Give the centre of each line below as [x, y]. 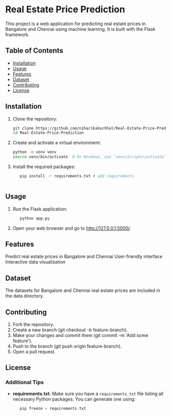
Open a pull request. [34, 352]
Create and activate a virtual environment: [57, 143]
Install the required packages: [44, 167]
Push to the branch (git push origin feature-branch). [67, 346]
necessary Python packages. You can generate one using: [74, 399]
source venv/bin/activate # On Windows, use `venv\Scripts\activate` [89, 157]
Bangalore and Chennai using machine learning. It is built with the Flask [80, 29]
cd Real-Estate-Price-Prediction [48, 133]
